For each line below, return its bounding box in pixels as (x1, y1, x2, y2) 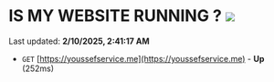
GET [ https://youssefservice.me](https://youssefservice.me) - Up (21, 53, 265, 64)
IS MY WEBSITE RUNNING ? (8, 5, 223, 26)
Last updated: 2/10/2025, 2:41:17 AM (8, 36, 150, 46)
